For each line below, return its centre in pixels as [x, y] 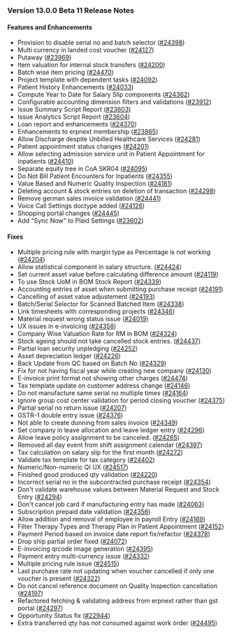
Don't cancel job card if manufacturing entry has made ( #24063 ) [111, 504]
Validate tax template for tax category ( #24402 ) [86, 460]
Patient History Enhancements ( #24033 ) [75, 87]
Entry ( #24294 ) [40, 497]
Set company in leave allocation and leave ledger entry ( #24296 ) [111, 430]
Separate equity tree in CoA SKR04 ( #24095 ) [82, 169]
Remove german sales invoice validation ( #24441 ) [89, 198]
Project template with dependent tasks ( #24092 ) [87, 80]
